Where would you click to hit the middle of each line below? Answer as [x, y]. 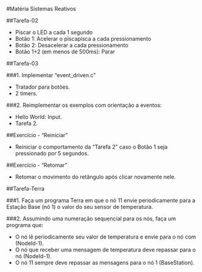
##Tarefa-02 [22, 20]
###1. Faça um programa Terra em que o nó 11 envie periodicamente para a [101, 200]
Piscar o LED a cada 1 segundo [54, 32]
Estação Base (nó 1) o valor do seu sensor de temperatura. [80, 207]
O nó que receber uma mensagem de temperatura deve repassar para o [105, 250]
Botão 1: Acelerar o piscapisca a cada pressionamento [83, 39]
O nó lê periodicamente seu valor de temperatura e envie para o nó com [106, 237]
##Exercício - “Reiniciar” [37, 135]
